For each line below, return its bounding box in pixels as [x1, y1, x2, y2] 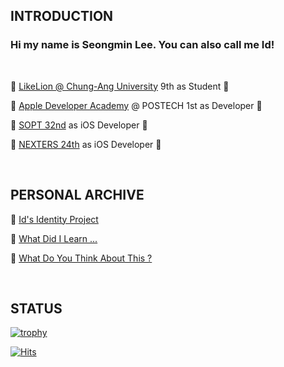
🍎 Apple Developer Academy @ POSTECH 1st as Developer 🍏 [10, 99, 263, 111]
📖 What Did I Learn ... [10, 232, 98, 244]
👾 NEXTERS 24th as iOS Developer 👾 [10, 138, 162, 150]
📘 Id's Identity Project [10, 213, 99, 225]
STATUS [10, 300, 63, 317]
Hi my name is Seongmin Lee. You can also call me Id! [10, 38, 275, 52]
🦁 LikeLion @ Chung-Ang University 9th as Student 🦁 [10, 80, 230, 92]
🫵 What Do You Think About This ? [10, 252, 153, 264]
